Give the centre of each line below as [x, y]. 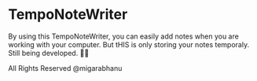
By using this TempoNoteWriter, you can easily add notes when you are [124, 36]
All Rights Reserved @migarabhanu [65, 68]
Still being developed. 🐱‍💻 [49, 53]
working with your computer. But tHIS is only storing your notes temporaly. [129, 44]
